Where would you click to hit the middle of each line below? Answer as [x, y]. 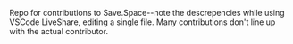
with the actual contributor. [59, 31]
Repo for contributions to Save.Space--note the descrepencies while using [147, 13]
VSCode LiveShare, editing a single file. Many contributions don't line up [142, 22]
